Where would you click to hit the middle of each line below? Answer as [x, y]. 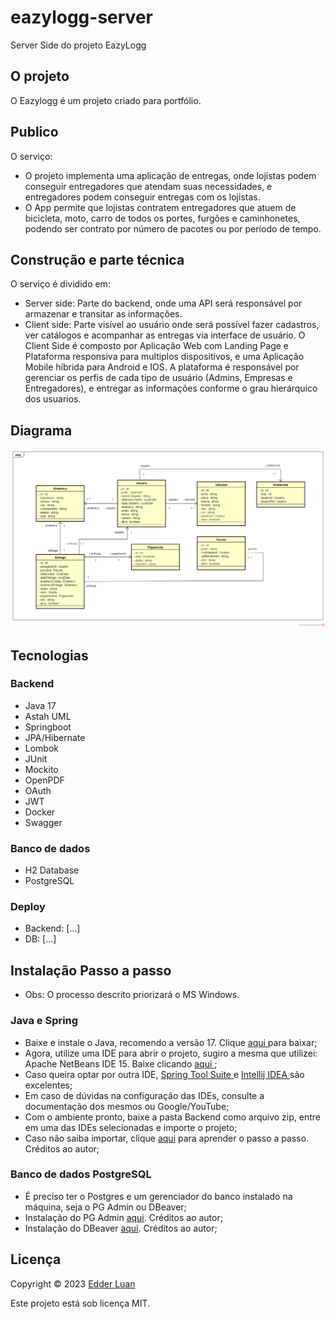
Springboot [48, 727]
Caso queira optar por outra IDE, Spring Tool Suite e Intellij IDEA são [164, 1074]
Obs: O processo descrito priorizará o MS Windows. [132, 995]
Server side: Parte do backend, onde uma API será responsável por [163, 303]
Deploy [28, 907]
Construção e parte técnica [97, 259]
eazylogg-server [81, 17]
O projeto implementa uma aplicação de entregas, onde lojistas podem [170, 175]
